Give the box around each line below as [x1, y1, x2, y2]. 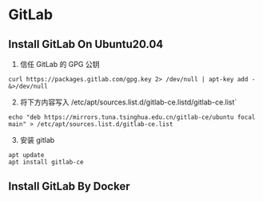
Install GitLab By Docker [8, 179, 130, 193]
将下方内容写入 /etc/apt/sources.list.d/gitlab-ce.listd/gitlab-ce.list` [19, 97, 237, 107]
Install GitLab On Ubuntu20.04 [8, 37, 164, 51]
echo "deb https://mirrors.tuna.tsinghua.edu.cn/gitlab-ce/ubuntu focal [8, 113, 256, 121]
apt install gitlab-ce [8, 158, 84, 166]
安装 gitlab [19, 136, 55, 144]
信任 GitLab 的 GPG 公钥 [19, 60, 100, 69]
